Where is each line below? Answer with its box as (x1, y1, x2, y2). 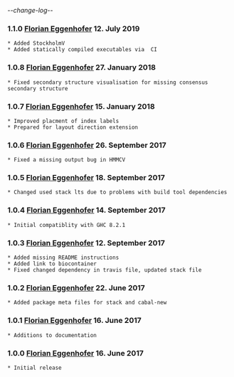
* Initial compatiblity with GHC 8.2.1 (7, 221, 126, 228)
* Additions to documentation (7, 331, 97, 339)
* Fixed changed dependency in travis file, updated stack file (7, 267, 202, 274)
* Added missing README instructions (7, 254, 119, 262)
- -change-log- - (7, 6, 53, 14)
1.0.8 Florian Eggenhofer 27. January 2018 (7, 63, 156, 73)
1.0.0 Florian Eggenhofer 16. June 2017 (7, 348, 144, 358)
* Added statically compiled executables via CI (7, 46, 158, 53)
